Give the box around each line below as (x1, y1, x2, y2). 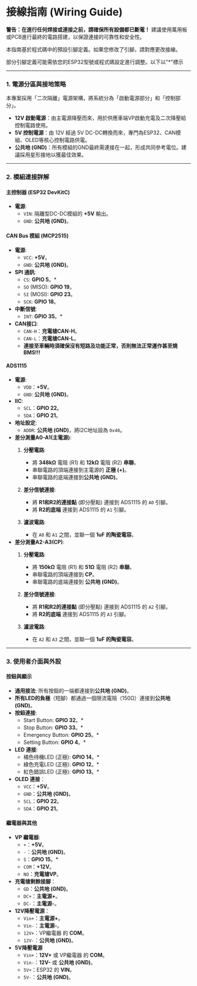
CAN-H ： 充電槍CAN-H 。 (23, 327, 80, 335)
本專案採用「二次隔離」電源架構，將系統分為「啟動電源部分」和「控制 (6, 95, 176, 102)
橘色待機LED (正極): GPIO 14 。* (23, 753, 100, 760)
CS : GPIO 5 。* (23, 276, 57, 283)
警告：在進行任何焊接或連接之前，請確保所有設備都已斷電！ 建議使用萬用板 (6, 26, 188, 33)
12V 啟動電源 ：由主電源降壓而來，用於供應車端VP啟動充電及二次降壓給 (14, 114, 186, 121)
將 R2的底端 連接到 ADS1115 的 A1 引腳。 (32, 506, 130, 513)
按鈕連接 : (14, 709, 37, 716)
